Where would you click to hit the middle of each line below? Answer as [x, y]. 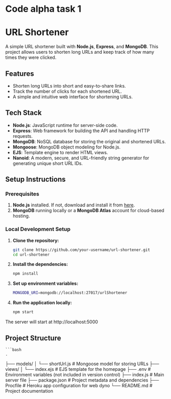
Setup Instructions [35, 180]
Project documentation [29, 391]
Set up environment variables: [45, 283]
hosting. [21, 216]
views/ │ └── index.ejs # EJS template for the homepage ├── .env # [78, 369]
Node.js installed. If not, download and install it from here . [74, 205]
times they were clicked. [31, 57]
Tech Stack [23, 113]
